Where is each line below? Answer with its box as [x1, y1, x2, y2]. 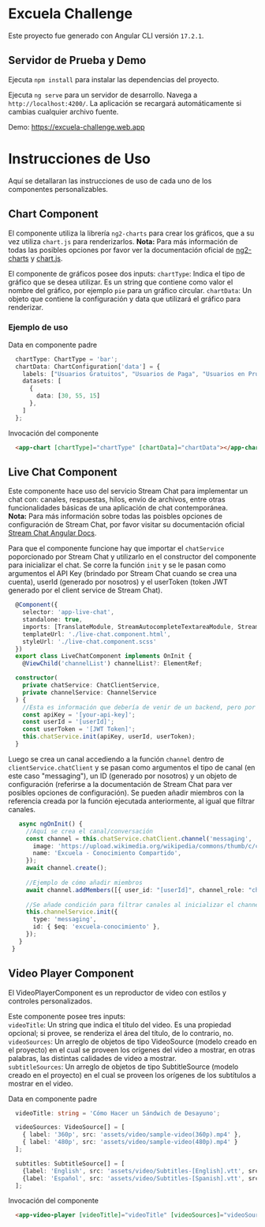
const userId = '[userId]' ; [22, 718, 114, 726]
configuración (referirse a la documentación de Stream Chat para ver [8, 779, 233, 789]
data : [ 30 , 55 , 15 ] [36, 392, 101, 400]
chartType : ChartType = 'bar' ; [15, 355, 118, 363]
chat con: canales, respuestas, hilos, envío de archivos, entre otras [8, 495, 226, 504]
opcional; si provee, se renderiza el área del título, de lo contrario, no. [8, 1028, 234, 1037]
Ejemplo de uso [8, 322, 69, 333]
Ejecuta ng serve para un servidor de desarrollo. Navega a [8, 90, 198, 100]
